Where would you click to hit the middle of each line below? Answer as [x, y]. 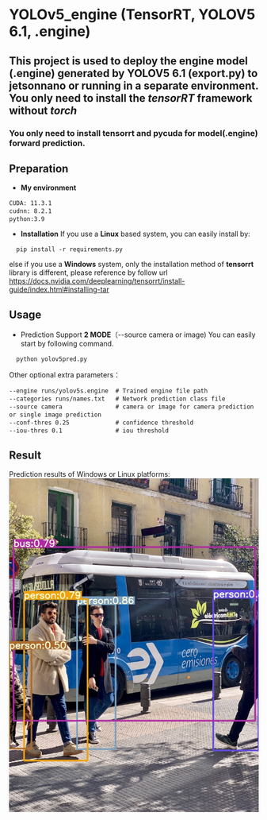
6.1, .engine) [50, 31]
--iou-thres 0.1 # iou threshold [89, 431]
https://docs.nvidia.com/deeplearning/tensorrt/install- [97, 281]
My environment [48, 188]
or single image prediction [55, 415]
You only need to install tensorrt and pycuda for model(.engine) [133, 133]
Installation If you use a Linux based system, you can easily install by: [135, 234]
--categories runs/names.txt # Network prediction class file [117, 399]
